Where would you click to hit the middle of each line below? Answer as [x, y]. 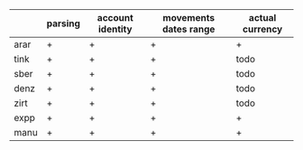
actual [262, 18]
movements [188, 18]
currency [262, 29]
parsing [64, 23]
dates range [188, 29]
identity [115, 29]
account [115, 18]
